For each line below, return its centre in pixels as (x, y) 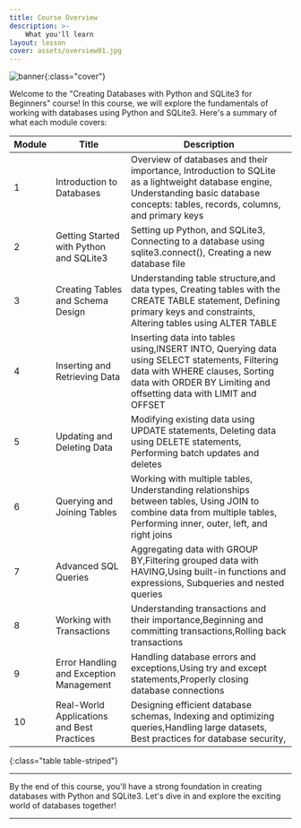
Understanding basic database (195, 194)
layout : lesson (38, 43)
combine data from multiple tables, (204, 513)
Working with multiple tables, (191, 479)
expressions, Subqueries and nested (207, 583)
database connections (177, 691)
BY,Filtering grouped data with (194, 561)
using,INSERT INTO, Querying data (204, 349)
